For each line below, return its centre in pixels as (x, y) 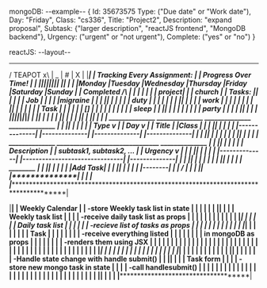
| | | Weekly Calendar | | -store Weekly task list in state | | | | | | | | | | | (122, 208)
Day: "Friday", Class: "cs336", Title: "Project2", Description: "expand (120, 20)
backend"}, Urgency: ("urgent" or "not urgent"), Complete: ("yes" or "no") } (132, 36)
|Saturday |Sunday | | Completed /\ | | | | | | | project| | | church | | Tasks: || (133, 92)
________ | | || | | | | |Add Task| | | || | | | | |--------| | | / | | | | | (107, 167)
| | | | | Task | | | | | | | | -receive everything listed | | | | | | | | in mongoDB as (132, 234)
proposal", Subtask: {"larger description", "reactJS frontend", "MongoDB (128, 28)
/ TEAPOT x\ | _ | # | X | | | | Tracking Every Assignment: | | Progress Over (130, 75)
